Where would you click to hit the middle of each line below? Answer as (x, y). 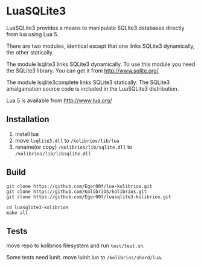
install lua (27, 134)
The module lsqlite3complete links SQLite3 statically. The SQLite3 (88, 82)
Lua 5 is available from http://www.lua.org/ (59, 100)
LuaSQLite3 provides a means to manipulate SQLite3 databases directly (95, 28)
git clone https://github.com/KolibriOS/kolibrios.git (77, 192)
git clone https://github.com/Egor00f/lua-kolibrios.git (79, 186)
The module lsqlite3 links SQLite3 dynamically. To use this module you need (101, 64)
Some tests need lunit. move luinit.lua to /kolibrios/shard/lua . (85, 258)
